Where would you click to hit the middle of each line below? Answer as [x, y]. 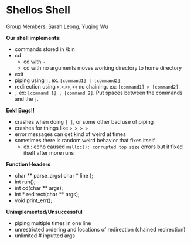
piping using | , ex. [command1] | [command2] [67, 80]
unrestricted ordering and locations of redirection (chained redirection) [100, 229]
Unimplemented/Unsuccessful [45, 212]
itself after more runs [49, 152]
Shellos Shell [38, 10]
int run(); [25, 182]
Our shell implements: [34, 38]
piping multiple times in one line [53, 223]
